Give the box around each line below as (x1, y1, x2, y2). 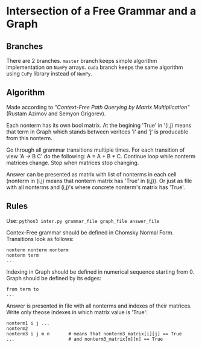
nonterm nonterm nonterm (6, 246, 69, 253)
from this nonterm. (6, 134, 52, 141)
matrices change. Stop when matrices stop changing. (6, 159, 139, 166)
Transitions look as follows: (6, 235, 74, 242)
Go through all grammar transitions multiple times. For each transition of (6, 146, 185, 153)
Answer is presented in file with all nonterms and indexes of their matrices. (6, 302, 192, 309)
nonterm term (6, 252, 39, 258)
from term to (6, 286, 39, 292)
